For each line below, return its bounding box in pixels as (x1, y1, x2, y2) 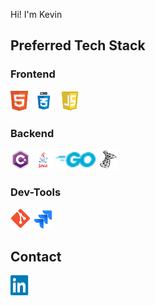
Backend (10, 126, 55, 140)
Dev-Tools (10, 185, 62, 199)
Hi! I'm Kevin (10, 9, 63, 20)
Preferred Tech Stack (10, 37, 146, 54)
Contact (10, 248, 62, 265)
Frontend (10, 67, 56, 81)
